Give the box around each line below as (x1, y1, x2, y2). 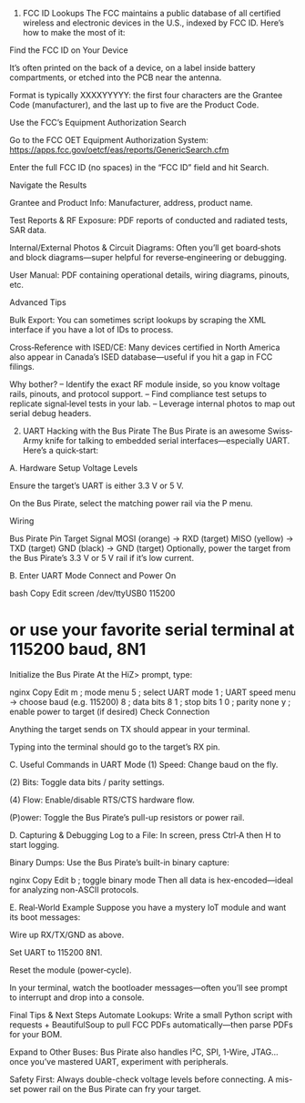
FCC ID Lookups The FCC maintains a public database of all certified (22, 8, 281, 18)
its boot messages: (9, 911, 81, 923)
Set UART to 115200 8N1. (9, 946, 103, 957)
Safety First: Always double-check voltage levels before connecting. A (9, 1074, 274, 1085)
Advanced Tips (9, 297, 66, 308)
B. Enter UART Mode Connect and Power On (9, 570, 177, 581)
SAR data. (9, 225, 47, 235)
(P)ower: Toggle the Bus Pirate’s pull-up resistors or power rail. (9, 812, 245, 822)
